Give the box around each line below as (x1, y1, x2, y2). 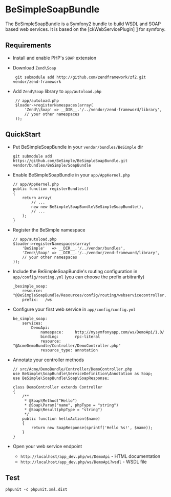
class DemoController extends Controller (12, 384, 102, 389)
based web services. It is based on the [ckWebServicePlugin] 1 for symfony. (5, 26, 166, 32)
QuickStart (5, 130, 41, 139)
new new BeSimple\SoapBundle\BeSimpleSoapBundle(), (31, 204, 144, 209)
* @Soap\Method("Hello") (24, 398, 78, 403)
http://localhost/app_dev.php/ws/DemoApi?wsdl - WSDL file (20, 458, 147, 465)
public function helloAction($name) (22, 416, 100, 421)
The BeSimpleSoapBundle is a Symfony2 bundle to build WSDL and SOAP (5, 21, 161, 27)
